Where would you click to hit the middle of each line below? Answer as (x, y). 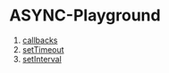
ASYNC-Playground (85, 16)
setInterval (42, 59)
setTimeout (43, 49)
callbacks (40, 40)
